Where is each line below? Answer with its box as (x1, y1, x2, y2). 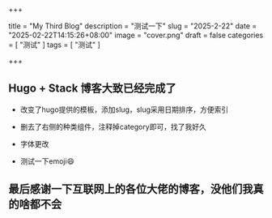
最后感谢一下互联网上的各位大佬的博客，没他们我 (8, 182, 253, 196)
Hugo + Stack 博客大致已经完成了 (8, 82, 176, 96)
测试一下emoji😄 (19, 156, 74, 166)
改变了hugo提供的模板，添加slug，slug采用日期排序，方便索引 (19, 105, 229, 114)
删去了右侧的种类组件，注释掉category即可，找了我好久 (19, 122, 206, 131)
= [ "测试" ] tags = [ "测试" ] (8, 40, 101, 49)
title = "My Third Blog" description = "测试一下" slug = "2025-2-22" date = (8, 21, 257, 31)
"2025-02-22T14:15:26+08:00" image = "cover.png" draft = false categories (8, 30, 264, 40)
